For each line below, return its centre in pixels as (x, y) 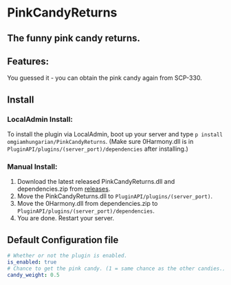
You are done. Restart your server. (66, 218)
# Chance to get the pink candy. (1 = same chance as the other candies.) (117, 268)
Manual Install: (32, 167)
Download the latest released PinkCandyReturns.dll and (96, 182)
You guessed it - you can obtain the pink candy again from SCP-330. (105, 78)
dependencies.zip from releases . (64, 189)
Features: (28, 61)
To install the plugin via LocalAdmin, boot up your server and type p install (115, 134)
